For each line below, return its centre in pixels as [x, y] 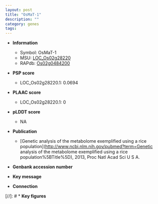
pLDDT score [26, 112]
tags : [11, 29]
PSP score [23, 73]
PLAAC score [27, 92]
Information [25, 43]
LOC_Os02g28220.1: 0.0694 [49, 83]
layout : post [19, 10]
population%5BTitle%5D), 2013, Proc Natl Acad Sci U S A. [80, 157]
